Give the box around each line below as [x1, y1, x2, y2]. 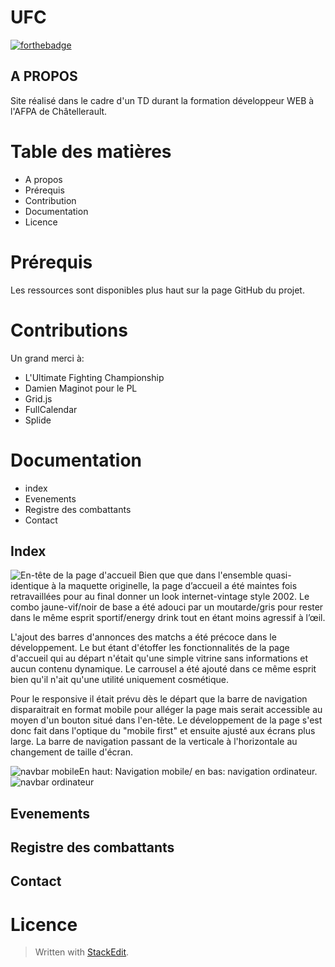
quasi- [264, 569, 292, 581]
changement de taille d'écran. [10, 746, 133, 758]
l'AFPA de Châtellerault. [10, 105, 108, 117]
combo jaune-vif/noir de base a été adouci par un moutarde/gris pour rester [10, 601, 324, 613]
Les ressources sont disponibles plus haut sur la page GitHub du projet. [10, 284, 305, 296]
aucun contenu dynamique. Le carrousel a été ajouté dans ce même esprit [10, 663, 317, 675]
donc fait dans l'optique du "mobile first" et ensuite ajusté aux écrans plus [10, 725, 316, 737]
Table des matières [10, 140, 172, 163]
